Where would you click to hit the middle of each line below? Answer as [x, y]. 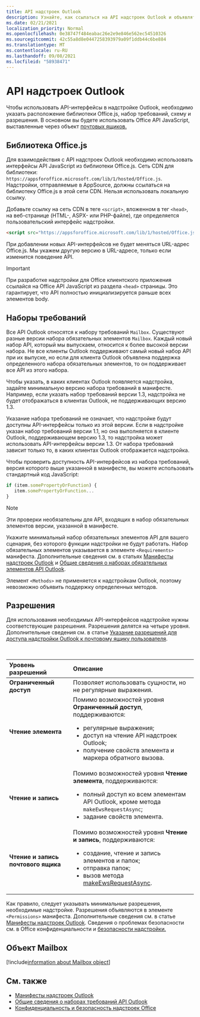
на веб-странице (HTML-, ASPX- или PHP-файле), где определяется [93, 216]
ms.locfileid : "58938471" [38, 61]
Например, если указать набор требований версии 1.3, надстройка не [96, 394]
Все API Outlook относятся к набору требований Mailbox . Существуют [95, 332]
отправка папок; [107, 868]
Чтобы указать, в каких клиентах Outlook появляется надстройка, [90, 382]
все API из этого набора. [37, 370]
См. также [27, 981]
